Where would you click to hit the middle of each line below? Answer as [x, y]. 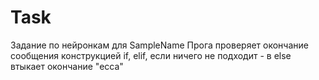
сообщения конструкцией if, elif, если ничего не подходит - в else [151, 55]
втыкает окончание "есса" [67, 66]
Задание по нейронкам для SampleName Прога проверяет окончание [159, 45]
